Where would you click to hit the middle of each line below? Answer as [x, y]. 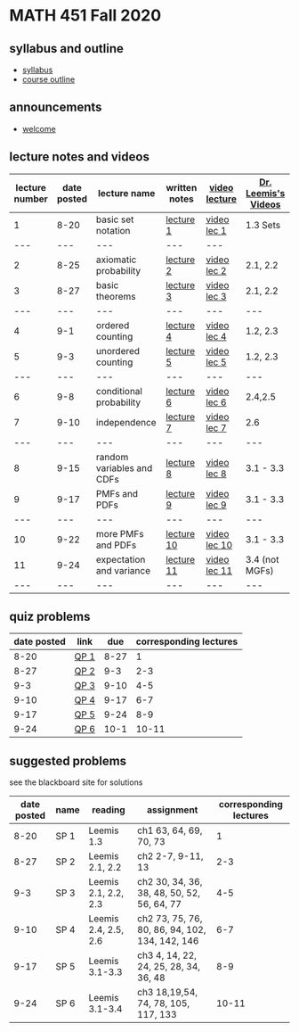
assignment [172, 810]
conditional [119, 391]
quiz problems [50, 617]
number [31, 199]
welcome [39, 128]
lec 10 [219, 545]
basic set [115, 219]
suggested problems [68, 760]
